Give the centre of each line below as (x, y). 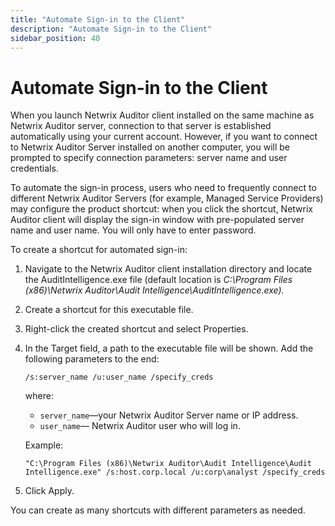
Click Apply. (49, 491)
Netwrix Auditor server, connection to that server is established (141, 126)
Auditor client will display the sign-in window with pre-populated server (157, 220)
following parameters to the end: (92, 359)
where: (39, 396)
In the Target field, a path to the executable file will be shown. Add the (169, 348)
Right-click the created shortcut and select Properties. (136, 329)
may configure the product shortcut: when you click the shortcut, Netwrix (161, 209)
